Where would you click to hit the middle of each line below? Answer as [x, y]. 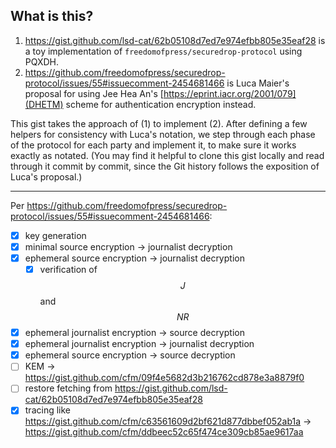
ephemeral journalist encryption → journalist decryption [139, 344]
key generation [55, 235]
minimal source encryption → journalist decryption [128, 246]
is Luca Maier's [258, 83]
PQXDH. [42, 61]
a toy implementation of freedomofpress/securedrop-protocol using [163, 51]
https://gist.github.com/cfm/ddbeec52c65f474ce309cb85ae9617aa [164, 432]
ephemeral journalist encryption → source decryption [134, 333]
